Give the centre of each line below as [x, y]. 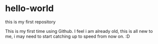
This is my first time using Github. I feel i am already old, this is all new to [79, 31]
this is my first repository [30, 22]
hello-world [30, 8]
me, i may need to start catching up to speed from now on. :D [67, 36]
